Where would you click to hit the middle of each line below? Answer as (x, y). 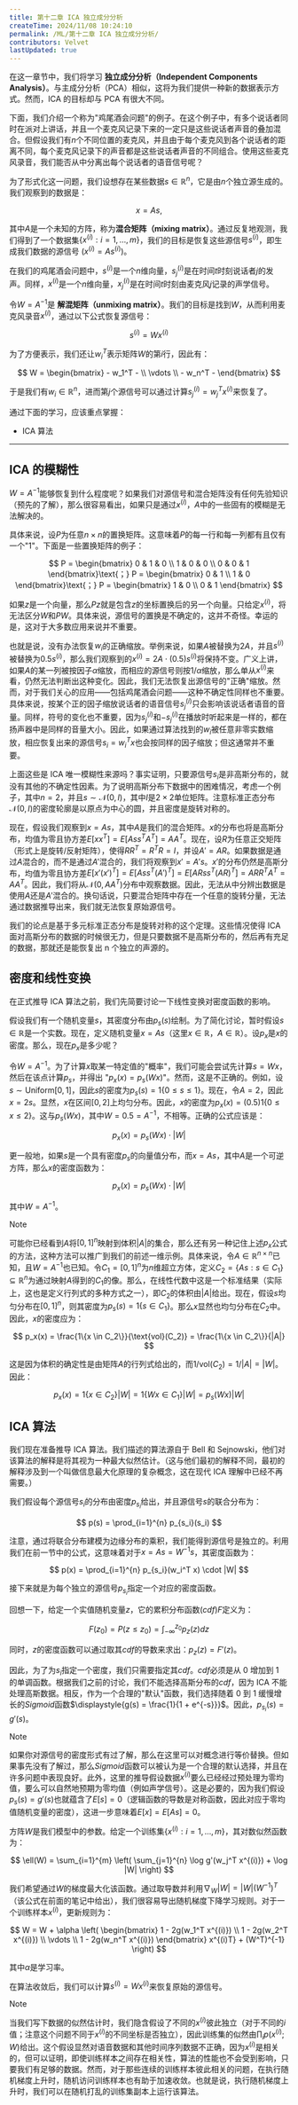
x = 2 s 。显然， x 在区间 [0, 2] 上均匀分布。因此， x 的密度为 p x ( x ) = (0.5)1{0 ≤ (145, 1104)
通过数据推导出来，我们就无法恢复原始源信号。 (94, 907)
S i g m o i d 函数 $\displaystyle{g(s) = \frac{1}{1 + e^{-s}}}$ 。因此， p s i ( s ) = (155, 1706)
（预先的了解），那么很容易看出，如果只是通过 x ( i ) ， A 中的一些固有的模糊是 (143, 504)
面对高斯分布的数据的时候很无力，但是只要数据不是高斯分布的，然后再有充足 (149, 936)
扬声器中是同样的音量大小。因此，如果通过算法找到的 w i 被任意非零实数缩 (141, 730)
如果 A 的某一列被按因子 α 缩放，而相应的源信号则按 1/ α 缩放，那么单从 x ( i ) (138, 669)
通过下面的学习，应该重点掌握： (67, 412)
